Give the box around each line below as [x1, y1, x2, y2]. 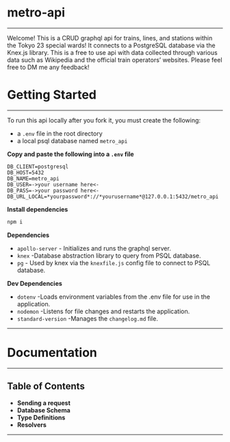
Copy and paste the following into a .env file [7, 149, 135, 158]
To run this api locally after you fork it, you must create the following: [7, 116, 201, 124]
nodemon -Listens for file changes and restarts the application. [16, 307, 190, 315]
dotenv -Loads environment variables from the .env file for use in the [16, 293, 211, 301]
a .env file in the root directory [16, 129, 103, 138]
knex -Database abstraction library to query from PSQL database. [16, 251, 201, 260]
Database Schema [16, 406, 71, 414]
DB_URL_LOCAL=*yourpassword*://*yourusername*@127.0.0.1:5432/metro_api [7, 193, 219, 200]
